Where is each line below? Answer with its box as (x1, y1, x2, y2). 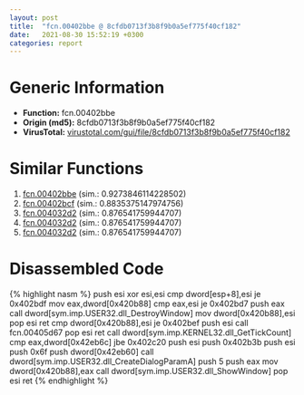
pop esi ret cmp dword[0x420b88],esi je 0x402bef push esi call (9, 318, 249, 329)
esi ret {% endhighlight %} (9, 375, 109, 386)
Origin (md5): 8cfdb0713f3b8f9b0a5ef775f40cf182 (22, 117, 216, 128)
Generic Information (9, 78, 165, 98)
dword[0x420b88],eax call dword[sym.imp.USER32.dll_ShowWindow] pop (9, 366, 289, 377)
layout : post (9, 13, 59, 23)
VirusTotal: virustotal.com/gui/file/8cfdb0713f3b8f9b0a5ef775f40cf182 (22, 127, 290, 138)
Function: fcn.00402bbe (22, 108, 116, 119)
